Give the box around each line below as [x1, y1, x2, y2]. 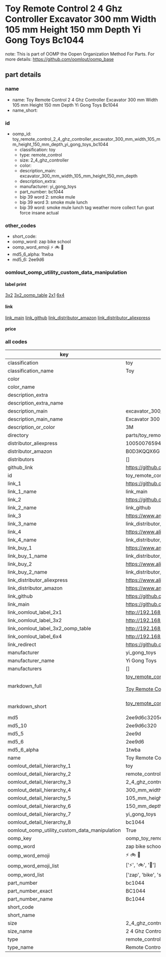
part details [5, 70, 41, 79]
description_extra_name [7, 400, 63, 407]
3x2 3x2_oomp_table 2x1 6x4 [5, 292, 65, 298]
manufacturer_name [7, 657, 55, 664]
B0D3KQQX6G [125, 448, 160, 455]
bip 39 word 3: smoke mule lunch [19, 199, 88, 205]
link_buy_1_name [7, 553, 48, 560]
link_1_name [7, 488, 37, 495]
